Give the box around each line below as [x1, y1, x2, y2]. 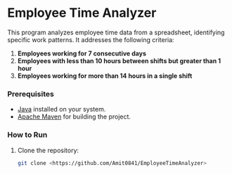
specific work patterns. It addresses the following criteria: [7, 35, 174, 43]
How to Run [7, 130, 48, 140]
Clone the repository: [17, 146, 79, 154]
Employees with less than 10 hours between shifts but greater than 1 [17, 56, 221, 65]
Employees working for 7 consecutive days [17, 49, 146, 58]
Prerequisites [7, 89, 54, 99]
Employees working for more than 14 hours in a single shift [17, 72, 193, 80]
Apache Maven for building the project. [17, 112, 131, 121]
